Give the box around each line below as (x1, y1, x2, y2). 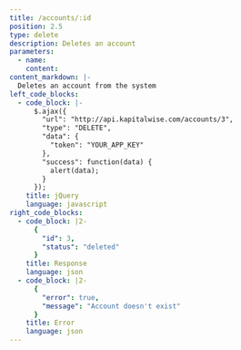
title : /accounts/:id (9, 13, 92, 23)
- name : (17, 56, 47, 65)
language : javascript (25, 200, 107, 210)
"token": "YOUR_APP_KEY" (49, 140, 145, 149)
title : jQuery (25, 191, 79, 201)
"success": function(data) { (42, 157, 153, 167)
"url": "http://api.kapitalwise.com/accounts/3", (42, 115, 234, 124)
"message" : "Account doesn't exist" (42, 302, 181, 311)
